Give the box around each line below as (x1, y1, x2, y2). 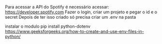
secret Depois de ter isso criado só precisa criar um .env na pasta (5, 14, 136, 20)
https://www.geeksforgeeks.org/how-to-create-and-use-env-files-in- (5, 29, 144, 34)
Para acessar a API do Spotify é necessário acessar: (5, 4, 110, 10)
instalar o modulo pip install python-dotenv (5, 23, 91, 29)
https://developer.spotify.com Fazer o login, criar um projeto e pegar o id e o (5, 9, 157, 15)
